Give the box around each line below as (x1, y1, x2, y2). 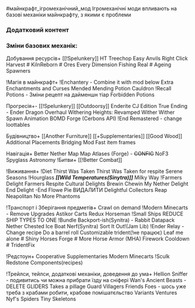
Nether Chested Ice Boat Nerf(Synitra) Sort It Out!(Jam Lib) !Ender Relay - (6, 223, 184, 230)
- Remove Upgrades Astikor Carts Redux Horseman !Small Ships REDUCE (6, 211, 183, 218)
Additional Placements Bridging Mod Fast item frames (6, 139, 136, 146)
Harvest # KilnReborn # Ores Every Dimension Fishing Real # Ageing (6, 61, 172, 68)
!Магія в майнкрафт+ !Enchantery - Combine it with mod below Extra (6, 79, 174, 86)
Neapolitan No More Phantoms (6, 193, 81, 200)
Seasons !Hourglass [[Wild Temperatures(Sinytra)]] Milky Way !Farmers (6, 174, 183, 181)
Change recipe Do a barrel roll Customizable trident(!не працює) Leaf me (6, 229, 183, 236)
